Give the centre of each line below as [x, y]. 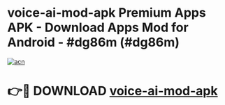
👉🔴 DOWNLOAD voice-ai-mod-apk [112, 91]
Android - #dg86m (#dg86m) [94, 42]
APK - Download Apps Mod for [98, 27]
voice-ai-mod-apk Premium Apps [107, 13]
